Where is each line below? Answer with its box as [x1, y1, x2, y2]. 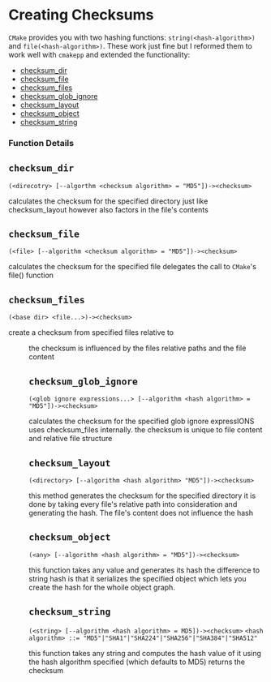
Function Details [8, 137, 75, 148]
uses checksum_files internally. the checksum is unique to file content [28, 425, 263, 435]
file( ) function [8, 270, 54, 281]
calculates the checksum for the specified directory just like [8, 196, 209, 206]
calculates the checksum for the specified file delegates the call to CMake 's [8, 262, 257, 272]
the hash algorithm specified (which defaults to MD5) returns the [28, 657, 246, 667]
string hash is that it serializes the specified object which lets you [28, 573, 247, 583]
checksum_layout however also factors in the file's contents [8, 204, 209, 214]
